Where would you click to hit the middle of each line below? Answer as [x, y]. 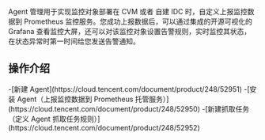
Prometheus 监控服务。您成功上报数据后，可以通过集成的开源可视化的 [138, 21]
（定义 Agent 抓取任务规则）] [54, 119]
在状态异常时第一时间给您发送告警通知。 [74, 41]
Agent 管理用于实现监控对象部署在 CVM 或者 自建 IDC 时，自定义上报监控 [128, 11]
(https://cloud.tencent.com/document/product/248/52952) [104, 127]
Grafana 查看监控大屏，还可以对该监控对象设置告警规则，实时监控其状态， [130, 31]
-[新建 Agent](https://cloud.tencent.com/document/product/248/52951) [125, 89]
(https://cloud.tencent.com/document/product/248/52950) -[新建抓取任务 [129, 108]
